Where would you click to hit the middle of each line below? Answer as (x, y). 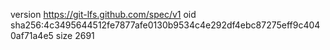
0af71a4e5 (32, 35)
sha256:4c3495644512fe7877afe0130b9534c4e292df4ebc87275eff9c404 (165, 25)
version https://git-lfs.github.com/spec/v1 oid (103, 14)
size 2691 (75, 35)
